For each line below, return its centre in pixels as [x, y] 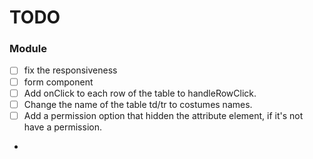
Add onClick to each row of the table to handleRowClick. [140, 93]
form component [58, 82]
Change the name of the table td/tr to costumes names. [138, 104]
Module [28, 49]
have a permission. [62, 127]
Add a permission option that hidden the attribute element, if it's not [163, 115]
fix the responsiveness [70, 70]
